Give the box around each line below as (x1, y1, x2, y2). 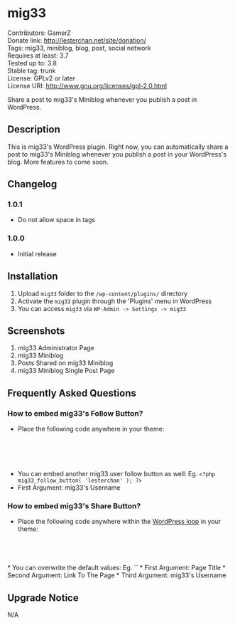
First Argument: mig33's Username (17, 483, 121, 492)
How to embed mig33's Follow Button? (7, 408, 143, 418)
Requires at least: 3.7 (7, 51, 69, 60)
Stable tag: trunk (7, 66, 56, 75)
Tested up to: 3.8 (7, 58, 57, 67)
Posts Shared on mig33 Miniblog (17, 359, 114, 367)
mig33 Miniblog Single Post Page (17, 367, 115, 375)
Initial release (17, 249, 57, 258)
